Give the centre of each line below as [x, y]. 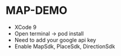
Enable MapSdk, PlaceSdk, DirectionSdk [65, 46]
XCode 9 [25, 27]
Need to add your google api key [55, 40]
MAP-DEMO [37, 11]
